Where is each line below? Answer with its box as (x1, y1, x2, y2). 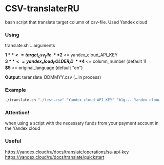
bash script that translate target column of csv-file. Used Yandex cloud (5, 19, 147, 25)
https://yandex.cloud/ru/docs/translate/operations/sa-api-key (5, 149, 129, 155)
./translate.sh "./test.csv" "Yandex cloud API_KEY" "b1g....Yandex (5, 97, 147, 103)
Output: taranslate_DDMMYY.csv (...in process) (5, 74, 102, 80)
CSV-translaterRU (5, 3, 80, 14)
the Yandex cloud (5, 125, 41, 131)
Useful (5, 138, 21, 144)
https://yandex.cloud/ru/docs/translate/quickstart (5, 154, 104, 160)
